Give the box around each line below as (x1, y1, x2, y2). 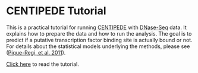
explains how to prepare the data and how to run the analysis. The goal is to (6, 30, 192, 37)
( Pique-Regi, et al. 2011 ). (6, 49, 66, 56)
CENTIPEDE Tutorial (6, 4, 106, 18)
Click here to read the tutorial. (6, 61, 79, 68)
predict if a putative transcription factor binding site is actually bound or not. (6, 36, 193, 43)
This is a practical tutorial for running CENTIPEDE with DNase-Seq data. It (6, 24, 187, 31)
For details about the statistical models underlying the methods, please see (6, 43, 190, 50)
